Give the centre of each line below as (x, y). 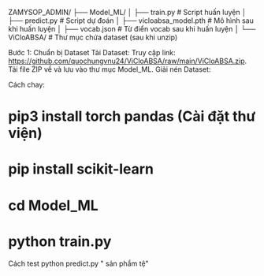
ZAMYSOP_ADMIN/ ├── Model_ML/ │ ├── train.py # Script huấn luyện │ (127, 12)
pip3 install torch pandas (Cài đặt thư (132, 116)
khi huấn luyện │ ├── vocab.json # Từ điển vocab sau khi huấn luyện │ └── (132, 29)
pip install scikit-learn (81, 169)
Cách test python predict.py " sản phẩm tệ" (78, 263)
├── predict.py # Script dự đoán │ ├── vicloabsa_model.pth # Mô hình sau (131, 21)
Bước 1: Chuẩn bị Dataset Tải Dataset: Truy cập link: (92, 52)
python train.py (60, 241)
